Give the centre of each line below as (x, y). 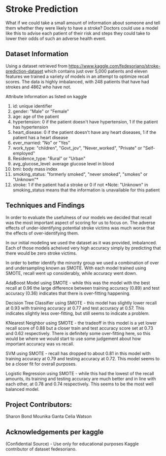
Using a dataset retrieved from (37, 66)
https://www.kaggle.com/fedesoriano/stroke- (115, 66)
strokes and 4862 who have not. (38, 87)
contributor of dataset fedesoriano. (41, 449)
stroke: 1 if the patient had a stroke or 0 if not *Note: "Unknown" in (80, 185)
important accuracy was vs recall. (40, 343)
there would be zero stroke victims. (41, 253)
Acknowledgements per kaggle (55, 432)
